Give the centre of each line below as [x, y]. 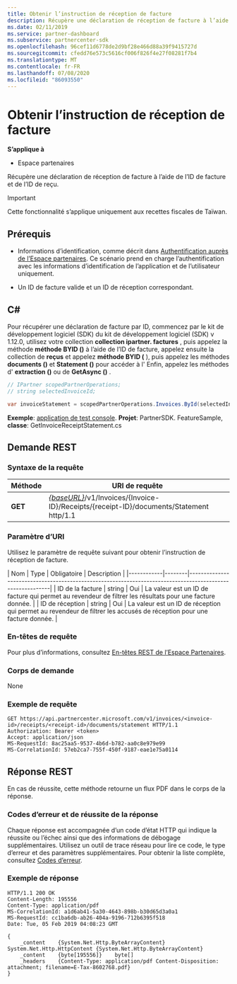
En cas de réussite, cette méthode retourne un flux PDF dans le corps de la [116, 789]
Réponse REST [40, 771]
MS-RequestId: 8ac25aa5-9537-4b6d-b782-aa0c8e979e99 [86, 744]
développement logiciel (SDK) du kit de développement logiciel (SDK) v [111, 334]
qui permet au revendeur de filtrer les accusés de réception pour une [108, 611]
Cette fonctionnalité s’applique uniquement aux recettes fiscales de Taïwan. [117, 212]
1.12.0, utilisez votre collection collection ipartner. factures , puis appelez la [117, 341]
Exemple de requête [42, 704]
